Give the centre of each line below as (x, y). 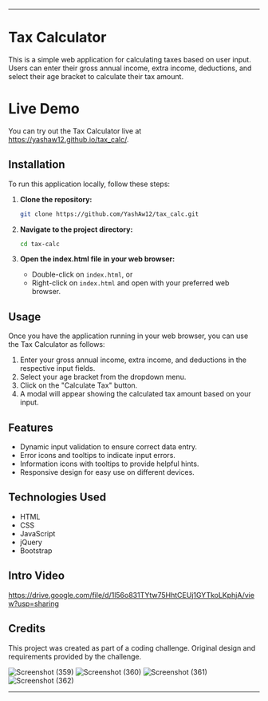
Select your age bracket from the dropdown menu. (103, 377)
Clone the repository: (56, 199)
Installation (37, 165)
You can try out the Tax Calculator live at (75, 131)
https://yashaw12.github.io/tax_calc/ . (69, 139)
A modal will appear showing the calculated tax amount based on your (135, 394)
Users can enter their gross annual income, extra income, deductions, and (130, 68)
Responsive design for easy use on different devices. (107, 472)
